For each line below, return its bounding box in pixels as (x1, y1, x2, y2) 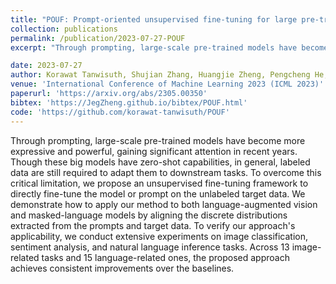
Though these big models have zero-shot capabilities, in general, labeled (10, 156, 311, 168)
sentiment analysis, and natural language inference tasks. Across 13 (10, 241, 290, 253)
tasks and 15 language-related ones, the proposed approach (41, 251, 290, 263)
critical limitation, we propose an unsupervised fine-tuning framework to (10, 177, 309, 189)
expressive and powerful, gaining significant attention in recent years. (10, 145, 298, 157)
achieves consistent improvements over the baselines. (10, 262, 235, 274)
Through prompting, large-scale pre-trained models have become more (10, 134, 306, 146)
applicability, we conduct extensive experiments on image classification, (10, 230, 309, 242)
